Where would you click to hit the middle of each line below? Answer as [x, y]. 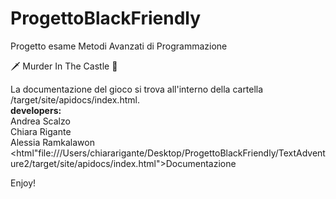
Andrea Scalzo [40, 121]
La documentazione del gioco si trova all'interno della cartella [137, 89]
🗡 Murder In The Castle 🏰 [64, 66]
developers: [36, 110]
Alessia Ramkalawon [52, 142]
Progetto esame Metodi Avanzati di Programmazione [119, 46]
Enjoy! [23, 183]
